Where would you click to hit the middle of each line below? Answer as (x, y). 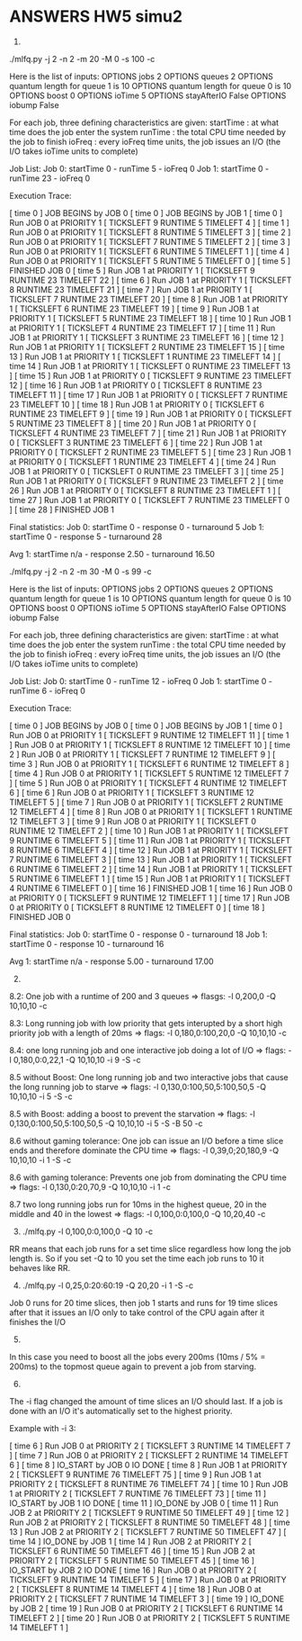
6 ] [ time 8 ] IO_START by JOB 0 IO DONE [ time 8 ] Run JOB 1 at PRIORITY (148, 1465)
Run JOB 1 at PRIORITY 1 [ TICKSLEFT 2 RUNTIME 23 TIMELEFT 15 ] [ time (147, 347)
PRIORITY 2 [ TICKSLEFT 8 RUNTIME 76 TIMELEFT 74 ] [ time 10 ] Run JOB (149, 1483)
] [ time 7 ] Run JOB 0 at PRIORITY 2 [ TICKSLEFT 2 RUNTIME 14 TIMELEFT (149, 1455)
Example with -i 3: (43, 1428)
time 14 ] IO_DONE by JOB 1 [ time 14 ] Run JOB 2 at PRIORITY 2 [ (130, 1541)
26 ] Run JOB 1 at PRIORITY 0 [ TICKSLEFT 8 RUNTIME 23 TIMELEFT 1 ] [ (145, 490)
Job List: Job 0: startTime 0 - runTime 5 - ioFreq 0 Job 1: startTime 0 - (139, 168)
